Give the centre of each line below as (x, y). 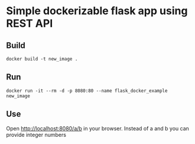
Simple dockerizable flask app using (97, 11)
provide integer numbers (36, 135)
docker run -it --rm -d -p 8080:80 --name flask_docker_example (87, 91)
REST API (30, 23)
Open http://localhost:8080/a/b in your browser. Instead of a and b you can (97, 128)
